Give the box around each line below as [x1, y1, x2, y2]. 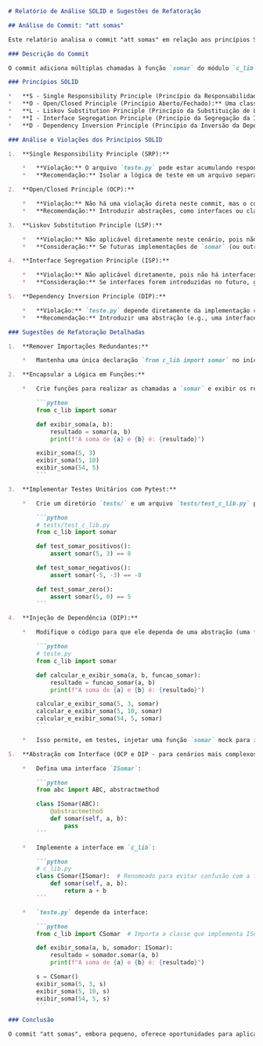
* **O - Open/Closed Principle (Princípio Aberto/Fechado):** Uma [8, 100, 236, 108]
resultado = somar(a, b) [49, 428, 131, 436]
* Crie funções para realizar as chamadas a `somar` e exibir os [22, 385, 247, 393]
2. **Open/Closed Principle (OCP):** [8, 185, 135, 194]
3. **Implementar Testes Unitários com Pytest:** [8, 485, 177, 493]
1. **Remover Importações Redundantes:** [8, 342, 149, 350]
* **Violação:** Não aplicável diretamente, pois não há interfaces [22, 271, 258, 279]
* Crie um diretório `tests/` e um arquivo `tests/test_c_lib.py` [22, 499, 250, 507]
